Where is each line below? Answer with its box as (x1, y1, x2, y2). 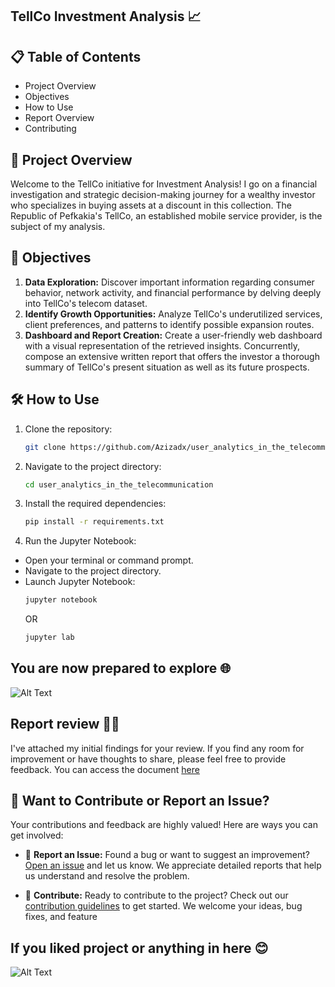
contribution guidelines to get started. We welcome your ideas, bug (24, 900, 303, 912)
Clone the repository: (24, 423, 113, 435)
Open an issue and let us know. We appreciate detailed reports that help (24, 859, 322, 872)
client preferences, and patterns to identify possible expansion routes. (24, 318, 315, 330)
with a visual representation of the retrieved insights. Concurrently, (24, 339, 301, 352)
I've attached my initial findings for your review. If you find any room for (10, 742, 305, 754)
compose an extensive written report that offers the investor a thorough (24, 350, 320, 362)
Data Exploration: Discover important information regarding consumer (24, 276, 315, 288)
